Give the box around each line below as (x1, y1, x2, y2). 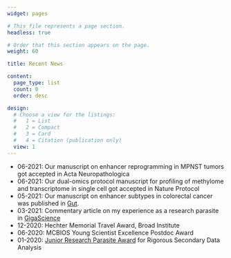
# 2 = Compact (13, 124, 60, 131)
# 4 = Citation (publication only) (13, 137, 122, 144)
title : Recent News (7, 60, 64, 68)
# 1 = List (13, 118, 51, 125)
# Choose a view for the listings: (13, 111, 116, 118)
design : (7, 104, 30, 111)
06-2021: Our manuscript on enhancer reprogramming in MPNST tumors (17, 162, 225, 170)
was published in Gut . (17, 199, 80, 208)
